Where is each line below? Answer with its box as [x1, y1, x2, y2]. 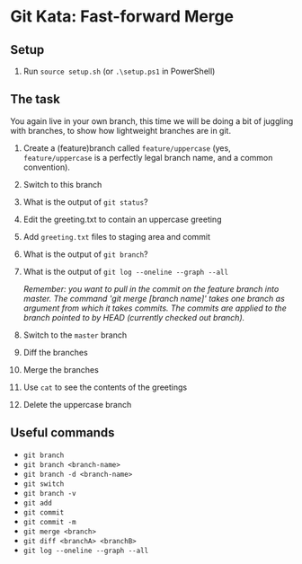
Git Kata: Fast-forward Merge [10, 6, 235, 27]
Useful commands [10, 425, 115, 441]
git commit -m [22, 517, 76, 526]
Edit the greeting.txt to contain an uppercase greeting [22, 214, 222, 225]
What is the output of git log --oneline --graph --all [22, 266, 228, 277]
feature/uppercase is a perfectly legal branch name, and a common [22, 152, 273, 163]
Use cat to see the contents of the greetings [22, 382, 188, 392]
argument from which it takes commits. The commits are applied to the [22, 303, 287, 313]
